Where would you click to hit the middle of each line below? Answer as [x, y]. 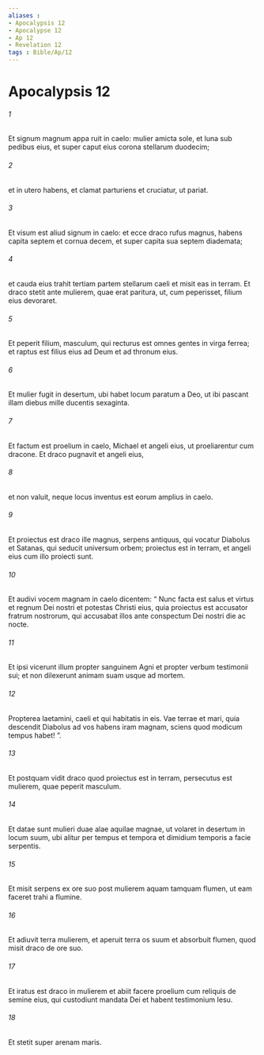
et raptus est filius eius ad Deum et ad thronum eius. [93, 352]
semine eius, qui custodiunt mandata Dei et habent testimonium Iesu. [121, 999]
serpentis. [25, 846]
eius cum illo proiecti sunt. [51, 557]
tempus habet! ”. [35, 735]
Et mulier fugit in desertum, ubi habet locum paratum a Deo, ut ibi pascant [128, 394]
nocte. [19, 624]
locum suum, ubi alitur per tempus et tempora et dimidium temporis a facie [130, 838]
